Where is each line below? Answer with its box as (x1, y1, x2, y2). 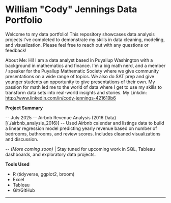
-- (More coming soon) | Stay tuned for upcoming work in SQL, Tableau (5, 146, 155, 152)
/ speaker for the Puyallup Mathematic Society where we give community (5, 67, 159, 74)
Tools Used (5, 161, 30, 167)
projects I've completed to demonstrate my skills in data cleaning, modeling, (5, 37, 165, 43)
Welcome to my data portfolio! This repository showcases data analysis (5, 31, 155, 37)
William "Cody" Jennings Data (5, 4, 137, 15)
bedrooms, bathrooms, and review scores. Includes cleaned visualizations (5, 130, 161, 137)
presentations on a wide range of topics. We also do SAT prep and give (5, 73, 154, 79)
